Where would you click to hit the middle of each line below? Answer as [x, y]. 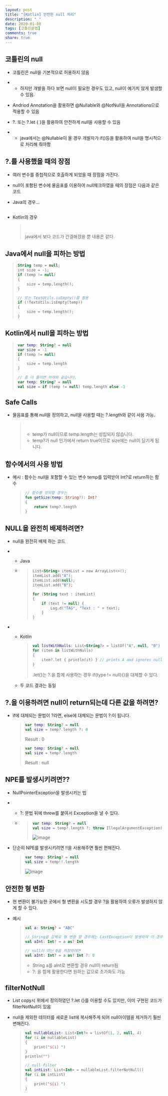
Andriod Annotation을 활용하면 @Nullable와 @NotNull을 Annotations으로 [86, 105]
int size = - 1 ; [33, 270]
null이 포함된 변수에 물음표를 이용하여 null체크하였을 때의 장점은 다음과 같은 [86, 185]
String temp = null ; [39, 266]
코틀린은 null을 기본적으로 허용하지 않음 [51, 72]
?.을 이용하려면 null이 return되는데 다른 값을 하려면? [82, 702]
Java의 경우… [26, 202]
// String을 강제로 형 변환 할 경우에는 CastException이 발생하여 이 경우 [94, 937]
